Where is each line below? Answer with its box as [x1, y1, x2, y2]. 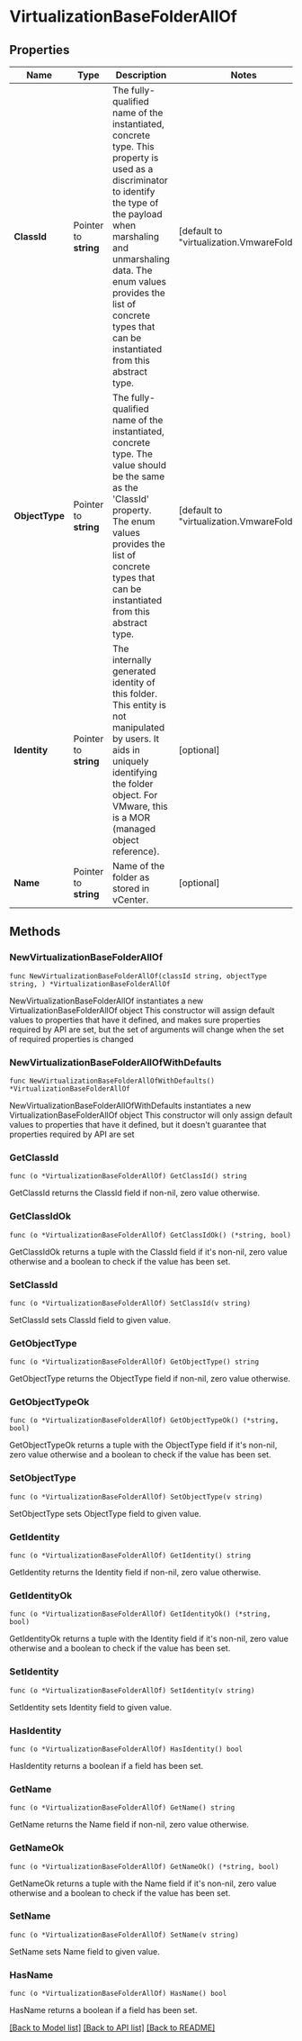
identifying [111, 767, 158, 778]
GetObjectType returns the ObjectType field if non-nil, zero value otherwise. [9, 1374, 290, 1384]
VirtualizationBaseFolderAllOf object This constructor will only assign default [9, 1110, 293, 1120]
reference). [111, 845, 160, 857]
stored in [111, 883, 150, 894]
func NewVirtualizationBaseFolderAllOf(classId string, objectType [9, 971, 268, 981]
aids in [111, 744, 141, 756]
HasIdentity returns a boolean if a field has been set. [9, 1760, 204, 1771]
